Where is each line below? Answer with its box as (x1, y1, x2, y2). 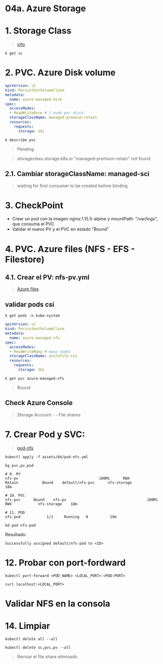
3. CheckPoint (5, 200, 63, 211)
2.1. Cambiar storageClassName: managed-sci (5, 170, 150, 178)
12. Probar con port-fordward (5, 557, 126, 568)
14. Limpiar (5, 620, 50, 631)
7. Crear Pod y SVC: (5, 428, 85, 440)
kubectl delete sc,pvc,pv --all (5, 645, 71, 650)
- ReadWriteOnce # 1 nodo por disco (9, 110, 84, 115)
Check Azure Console (5, 399, 73, 407)
